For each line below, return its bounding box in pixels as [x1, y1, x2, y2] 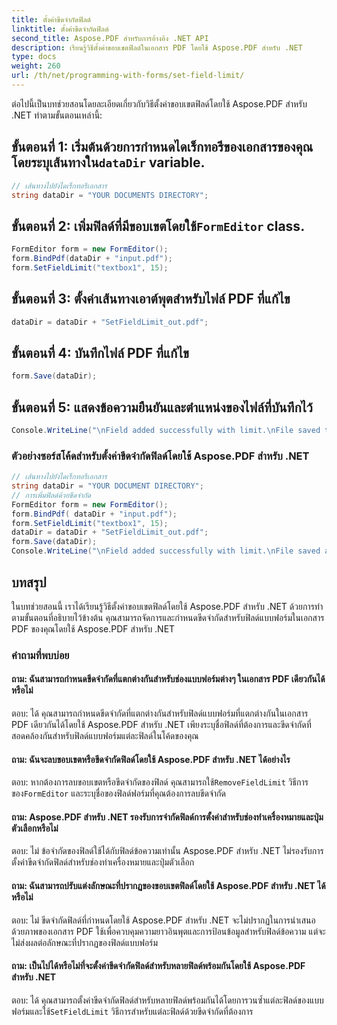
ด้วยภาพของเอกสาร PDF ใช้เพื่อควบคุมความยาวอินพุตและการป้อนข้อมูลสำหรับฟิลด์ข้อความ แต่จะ [11, 925, 326, 937]
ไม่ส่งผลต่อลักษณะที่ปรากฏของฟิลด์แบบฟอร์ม [11, 936, 158, 948]
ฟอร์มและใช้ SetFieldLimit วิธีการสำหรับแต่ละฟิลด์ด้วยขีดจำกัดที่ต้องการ [11, 1005, 254, 1017]
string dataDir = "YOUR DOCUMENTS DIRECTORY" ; [11, 190, 209, 200]
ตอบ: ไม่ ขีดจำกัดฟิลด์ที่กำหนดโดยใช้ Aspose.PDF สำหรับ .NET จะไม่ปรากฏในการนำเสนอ [11, 914, 316, 926]
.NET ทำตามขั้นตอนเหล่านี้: [11, 109, 103, 121]
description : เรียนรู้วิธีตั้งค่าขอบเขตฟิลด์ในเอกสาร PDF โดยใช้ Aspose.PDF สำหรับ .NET [11, 42, 303, 53]
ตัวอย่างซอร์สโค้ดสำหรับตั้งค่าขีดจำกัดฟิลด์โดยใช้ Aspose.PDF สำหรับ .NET [11, 449, 310, 463]
